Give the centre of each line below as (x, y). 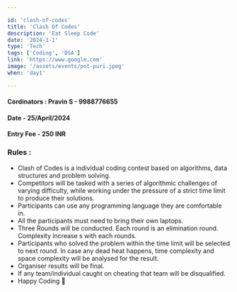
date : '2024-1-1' (33, 40)
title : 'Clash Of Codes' (44, 27)
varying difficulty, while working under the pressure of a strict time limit (122, 190)
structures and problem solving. (64, 175)
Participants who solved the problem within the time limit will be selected (123, 243)
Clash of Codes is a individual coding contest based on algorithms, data (122, 168)
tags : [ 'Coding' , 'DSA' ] (44, 53)
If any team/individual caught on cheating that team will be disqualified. (122, 273)
